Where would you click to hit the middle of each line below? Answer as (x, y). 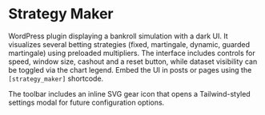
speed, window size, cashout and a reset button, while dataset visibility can (133, 61)
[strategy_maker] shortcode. (56, 78)
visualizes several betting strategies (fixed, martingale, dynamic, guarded (129, 44)
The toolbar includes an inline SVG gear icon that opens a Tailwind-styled (129, 93)
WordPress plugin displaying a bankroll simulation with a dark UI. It (118, 36)
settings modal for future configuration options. (86, 102)
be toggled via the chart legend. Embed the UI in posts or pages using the (130, 69)
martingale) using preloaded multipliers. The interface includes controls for (132, 53)
